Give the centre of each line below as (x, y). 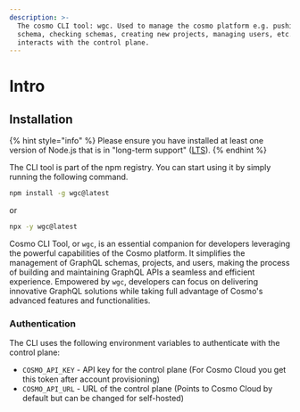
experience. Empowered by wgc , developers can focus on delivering (134, 281)
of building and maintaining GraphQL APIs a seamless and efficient (132, 272)
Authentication (42, 324)
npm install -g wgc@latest (59, 194)
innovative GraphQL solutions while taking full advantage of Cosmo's (136, 291)
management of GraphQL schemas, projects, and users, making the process (150, 263)
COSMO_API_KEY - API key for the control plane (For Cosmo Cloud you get (154, 370)
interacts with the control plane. (83, 42)
